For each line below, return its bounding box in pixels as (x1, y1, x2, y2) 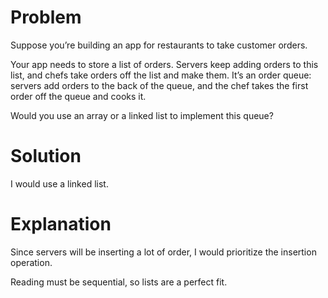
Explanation (10, 213, 112, 236)
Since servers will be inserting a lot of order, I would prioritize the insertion (10, 246, 317, 258)
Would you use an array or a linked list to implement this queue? (10, 109, 274, 121)
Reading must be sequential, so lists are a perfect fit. (10, 276, 228, 288)
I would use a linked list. (10, 177, 109, 190)
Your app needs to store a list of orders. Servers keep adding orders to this (10, 58, 319, 70)
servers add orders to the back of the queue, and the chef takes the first (10, 79, 309, 91)
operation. (10, 256, 53, 268)
